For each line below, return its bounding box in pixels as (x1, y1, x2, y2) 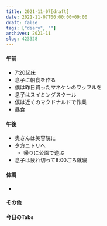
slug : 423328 (6, 36, 38, 42)
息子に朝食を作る (14, 77, 56, 84)
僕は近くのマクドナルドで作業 (14, 98, 87, 106)
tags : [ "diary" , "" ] (6, 25, 57, 31)
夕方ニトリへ (14, 142, 46, 149)
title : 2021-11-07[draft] (6, 8, 69, 15)
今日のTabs (6, 213, 34, 221)
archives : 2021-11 (6, 31, 51, 36)
